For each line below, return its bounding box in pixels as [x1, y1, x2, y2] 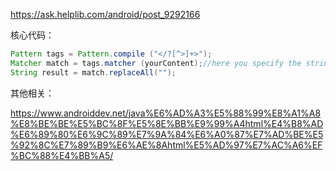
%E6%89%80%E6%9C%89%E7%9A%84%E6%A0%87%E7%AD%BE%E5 [10, 128, 324, 140]
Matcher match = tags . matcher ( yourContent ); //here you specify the [10, 58, 302, 68]
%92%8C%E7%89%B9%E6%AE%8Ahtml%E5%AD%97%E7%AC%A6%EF [10, 139, 323, 151]
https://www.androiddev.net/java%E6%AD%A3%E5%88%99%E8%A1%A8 [10, 107, 322, 119]
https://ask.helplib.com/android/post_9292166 [10, 9, 201, 20]
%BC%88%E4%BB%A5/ [10, 149, 114, 161]
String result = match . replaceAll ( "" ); [10, 67, 177, 78]
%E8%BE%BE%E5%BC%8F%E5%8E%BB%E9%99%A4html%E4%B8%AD [10, 117, 324, 129]
